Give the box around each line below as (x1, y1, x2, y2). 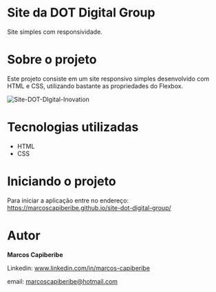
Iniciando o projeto (7, 174, 116, 189)
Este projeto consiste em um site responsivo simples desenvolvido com (7, 74, 210, 83)
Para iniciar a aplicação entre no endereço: (7, 196, 129, 205)
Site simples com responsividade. (7, 28, 103, 36)
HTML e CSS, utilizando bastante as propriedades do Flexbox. (7, 81, 184, 90)
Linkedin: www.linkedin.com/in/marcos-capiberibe (7, 264, 150, 272)
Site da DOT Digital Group (7, 5, 155, 21)
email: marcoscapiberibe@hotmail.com (7, 277, 118, 285)
